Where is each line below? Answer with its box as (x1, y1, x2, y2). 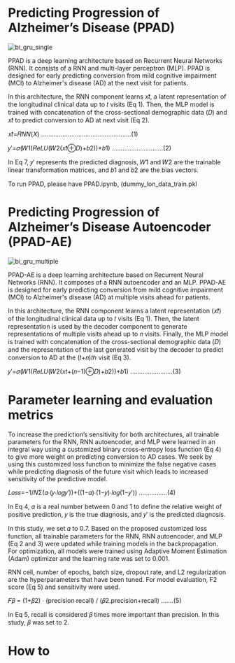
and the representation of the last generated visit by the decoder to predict (8, 345, 224, 354)
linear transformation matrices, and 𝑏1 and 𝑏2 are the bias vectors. (8, 166, 199, 174)
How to (8, 643, 50, 659)
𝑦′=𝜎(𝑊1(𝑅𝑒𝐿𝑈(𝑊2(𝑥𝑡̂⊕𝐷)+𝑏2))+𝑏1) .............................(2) (8, 143, 172, 152)
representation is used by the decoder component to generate (8, 322, 187, 330)
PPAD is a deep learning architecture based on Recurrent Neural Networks (8, 56, 223, 64)
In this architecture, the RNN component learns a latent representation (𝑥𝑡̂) (8, 306, 222, 315)
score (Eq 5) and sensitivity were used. (8, 583, 121, 591)
